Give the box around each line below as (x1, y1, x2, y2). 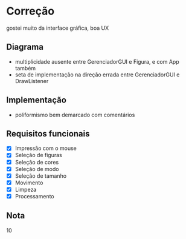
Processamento (14, 192, 54, 200)
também (14, 64, 36, 72)
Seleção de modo (14, 165, 59, 172)
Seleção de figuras (14, 152, 62, 159)
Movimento (14, 179, 43, 186)
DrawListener (14, 77, 49, 84)
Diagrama (6, 42, 44, 52)
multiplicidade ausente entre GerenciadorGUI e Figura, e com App (14, 58, 179, 65)
